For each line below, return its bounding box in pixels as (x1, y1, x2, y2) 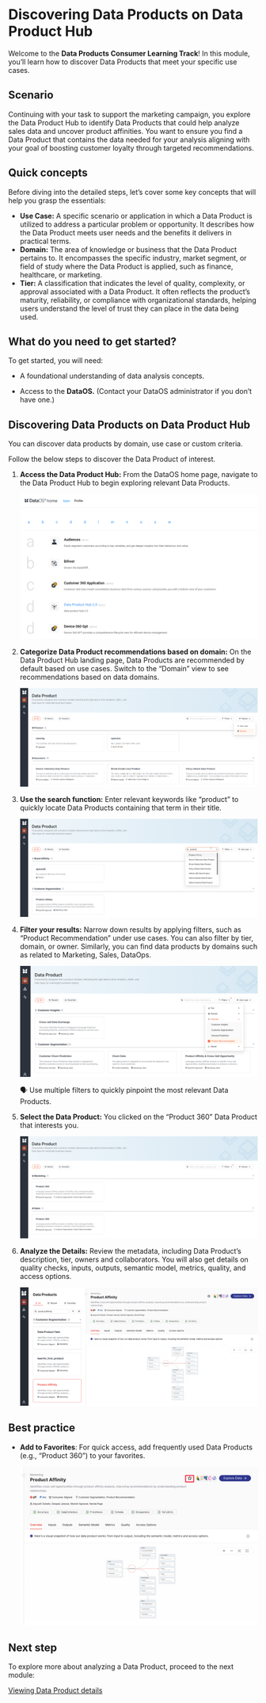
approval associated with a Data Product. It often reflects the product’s (19, 287, 251, 296)
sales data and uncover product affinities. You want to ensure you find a (8, 126, 243, 136)
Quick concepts (8, 166, 89, 180)
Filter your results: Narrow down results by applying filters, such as (19, 925, 241, 934)
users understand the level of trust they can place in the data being (19, 304, 239, 313)
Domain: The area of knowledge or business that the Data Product (19, 244, 237, 254)
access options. (19, 1272, 72, 1281)
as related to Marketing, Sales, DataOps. (19, 949, 152, 960)
